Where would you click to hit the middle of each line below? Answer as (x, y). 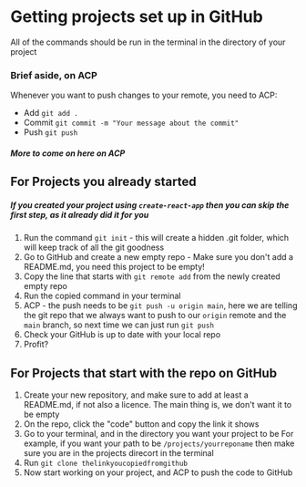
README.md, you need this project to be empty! (114, 267)
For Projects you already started (103, 182)
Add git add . (51, 113)
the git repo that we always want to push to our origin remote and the (155, 316)
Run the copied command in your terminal (102, 296)
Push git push (51, 132)
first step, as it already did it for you (80, 214)
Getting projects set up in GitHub (137, 17)
